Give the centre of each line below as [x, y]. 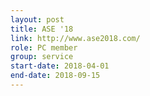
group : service [42, 57]
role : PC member [44, 47]
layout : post [37, 19]
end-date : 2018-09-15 [55, 76]
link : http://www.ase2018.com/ [75, 38]
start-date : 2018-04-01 [60, 66]
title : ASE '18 [42, 29]
